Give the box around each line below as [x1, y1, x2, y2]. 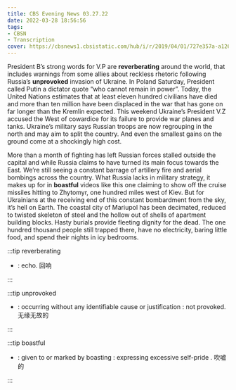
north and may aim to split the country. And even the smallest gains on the [7, 130, 223, 138]
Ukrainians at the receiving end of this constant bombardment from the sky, [7, 196, 227, 204]
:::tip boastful [7, 339, 46, 347]
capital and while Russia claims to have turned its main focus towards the [7, 158, 219, 166]
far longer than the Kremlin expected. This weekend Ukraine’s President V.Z [7, 107, 226, 115]
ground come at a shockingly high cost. [7, 137, 122, 145]
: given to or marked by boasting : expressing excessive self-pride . [17, 353, 213, 361]
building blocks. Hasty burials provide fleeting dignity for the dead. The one [7, 218, 226, 226]
